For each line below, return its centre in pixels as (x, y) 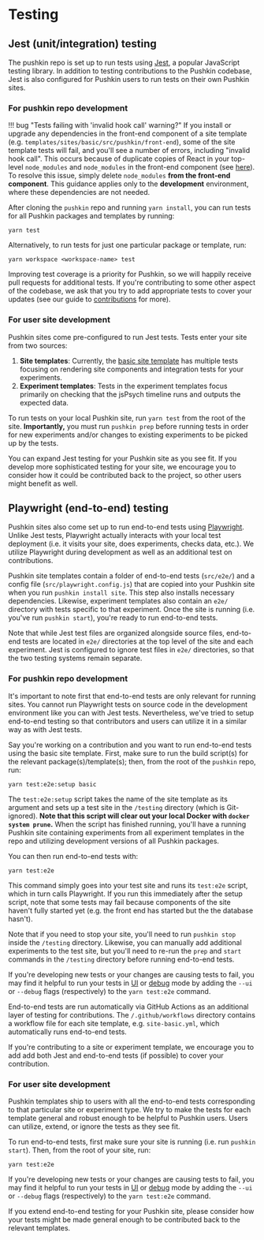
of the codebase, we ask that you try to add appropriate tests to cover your (130, 291)
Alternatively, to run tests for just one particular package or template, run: (127, 245)
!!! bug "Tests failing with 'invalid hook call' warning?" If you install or (120, 125)
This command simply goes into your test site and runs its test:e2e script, (128, 885)
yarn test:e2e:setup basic (52, 784)
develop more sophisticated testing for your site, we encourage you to (122, 466)
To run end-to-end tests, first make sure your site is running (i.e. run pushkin (132, 1142)
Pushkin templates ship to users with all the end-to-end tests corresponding (132, 1101)
